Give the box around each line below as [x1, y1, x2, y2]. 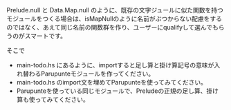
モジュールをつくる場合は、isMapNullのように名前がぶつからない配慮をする [6, 14, 223, 23]
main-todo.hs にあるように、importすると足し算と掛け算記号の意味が [16, 61, 214, 69]
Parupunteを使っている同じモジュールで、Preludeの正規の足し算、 [16, 87, 207, 95]
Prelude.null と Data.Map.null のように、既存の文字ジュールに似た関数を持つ [6, 6, 224, 14]
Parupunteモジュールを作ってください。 [40, 69, 155, 78]
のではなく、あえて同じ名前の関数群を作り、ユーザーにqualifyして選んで [6, 23, 212, 31]
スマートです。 [24, 32, 67, 40]
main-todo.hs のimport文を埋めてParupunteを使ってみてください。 [16, 78, 207, 86]
